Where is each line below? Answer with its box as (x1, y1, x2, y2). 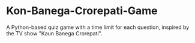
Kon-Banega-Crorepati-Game (6, 4, 158, 18)
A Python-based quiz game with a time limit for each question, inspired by (6, 24, 190, 31)
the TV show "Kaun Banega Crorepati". (6, 29, 103, 37)
